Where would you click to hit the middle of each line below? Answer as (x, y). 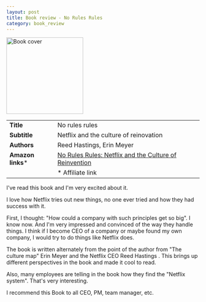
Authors (22, 145)
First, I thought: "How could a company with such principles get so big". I (99, 218)
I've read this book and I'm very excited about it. (67, 188)
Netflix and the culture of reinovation (110, 135)
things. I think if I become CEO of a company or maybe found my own (94, 231)
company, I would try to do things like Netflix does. (71, 238)
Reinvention (74, 163)
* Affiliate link (77, 173)
